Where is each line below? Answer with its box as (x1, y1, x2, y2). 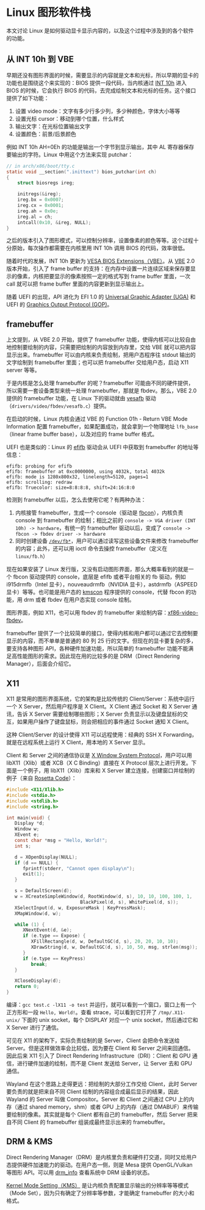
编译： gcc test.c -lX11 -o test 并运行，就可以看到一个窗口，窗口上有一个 (6, 1001, 196, 1008)
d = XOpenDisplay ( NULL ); (14, 854, 78, 860)
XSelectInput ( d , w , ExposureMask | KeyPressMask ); (14, 904, 146, 911)
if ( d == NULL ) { (14, 860, 59, 866)
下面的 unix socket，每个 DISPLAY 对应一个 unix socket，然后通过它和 (21, 1017, 198, 1023)
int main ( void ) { (6, 815, 51, 821)
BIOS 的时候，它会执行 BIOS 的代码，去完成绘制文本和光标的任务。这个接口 (6, 87, 196, 94)
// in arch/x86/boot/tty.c (6, 163, 75, 169)
